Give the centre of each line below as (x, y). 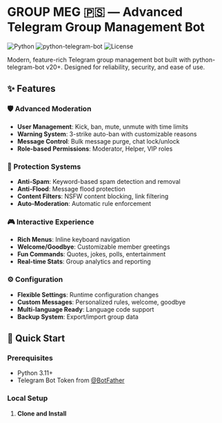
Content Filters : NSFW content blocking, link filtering (93, 196)
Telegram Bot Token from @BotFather (71, 380)
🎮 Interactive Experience (51, 222)
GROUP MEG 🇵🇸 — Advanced (95, 12)
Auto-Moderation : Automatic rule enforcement (84, 203)
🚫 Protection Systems (44, 167)
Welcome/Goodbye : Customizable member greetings (93, 247)
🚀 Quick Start (36, 338)
